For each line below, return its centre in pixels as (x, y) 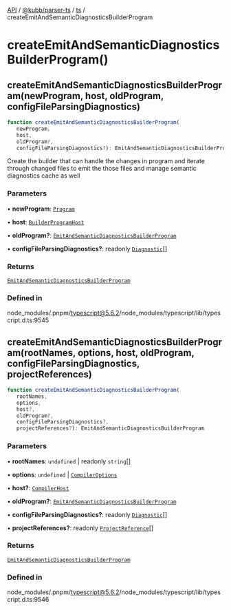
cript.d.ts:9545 (28, 320)
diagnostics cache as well (44, 176)
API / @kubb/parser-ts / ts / (46, 10)
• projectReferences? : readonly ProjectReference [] (80, 528)
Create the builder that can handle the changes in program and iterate (106, 161)
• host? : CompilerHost (38, 487)
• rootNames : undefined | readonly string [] (69, 461)
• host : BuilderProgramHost (46, 222)
